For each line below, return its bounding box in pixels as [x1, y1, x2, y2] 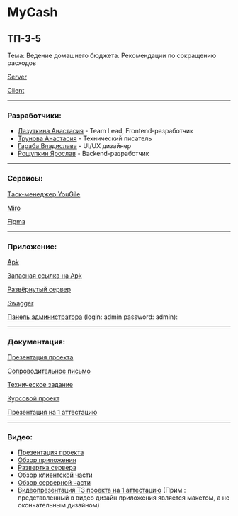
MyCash [7, 4, 58, 21]
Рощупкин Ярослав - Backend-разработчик [17, 150, 149, 158]
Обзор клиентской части [17, 471, 93, 479]
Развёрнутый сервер [7, 285, 72, 293]
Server [7, 72, 27, 81]
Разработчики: [7, 111, 62, 120]
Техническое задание [7, 381, 73, 389]
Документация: [7, 337, 66, 347]
